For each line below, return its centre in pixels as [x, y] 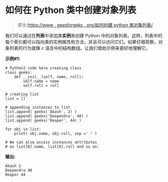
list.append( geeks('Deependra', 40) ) [47, 116]
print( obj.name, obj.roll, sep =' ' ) [56, 133]
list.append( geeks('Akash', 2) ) [41, 112]
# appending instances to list [38, 107]
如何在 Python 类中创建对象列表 [71, 10]
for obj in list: [23, 129]
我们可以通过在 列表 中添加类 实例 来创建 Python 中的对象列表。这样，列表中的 [84, 35]
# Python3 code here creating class [43, 68]
